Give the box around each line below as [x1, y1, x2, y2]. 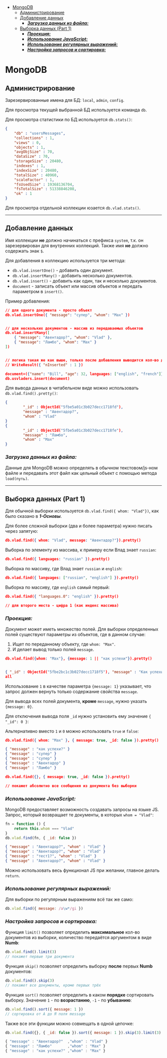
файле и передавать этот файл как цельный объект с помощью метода [5, 470, 158, 476]
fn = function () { [5, 821, 46, 826]
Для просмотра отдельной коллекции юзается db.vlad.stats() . [5, 205, 141, 211]
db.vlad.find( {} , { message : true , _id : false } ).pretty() [5, 774, 130, 779]
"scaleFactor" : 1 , [14, 177, 55, 182]
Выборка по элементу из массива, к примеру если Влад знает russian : [5, 547, 157, 553]
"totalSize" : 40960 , [14, 172, 59, 178]
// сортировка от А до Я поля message [5, 1011, 85, 1017]
